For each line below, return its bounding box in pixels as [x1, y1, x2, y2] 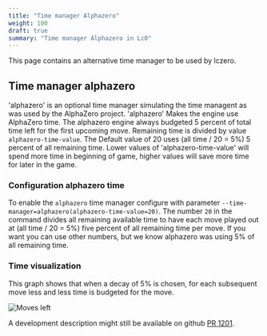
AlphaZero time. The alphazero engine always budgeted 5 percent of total [8, 118, 252, 127]
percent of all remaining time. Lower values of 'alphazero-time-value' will [8, 143, 249, 153]
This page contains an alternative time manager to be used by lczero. [8, 56, 237, 66]
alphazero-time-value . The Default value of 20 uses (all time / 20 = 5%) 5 [8, 134, 251, 144]
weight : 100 [8, 19, 48, 27]
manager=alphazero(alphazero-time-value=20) [8, 208, 159, 216]
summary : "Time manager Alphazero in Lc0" [8, 34, 152, 42]
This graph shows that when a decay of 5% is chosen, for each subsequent [8, 278, 257, 288]
